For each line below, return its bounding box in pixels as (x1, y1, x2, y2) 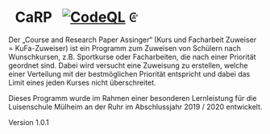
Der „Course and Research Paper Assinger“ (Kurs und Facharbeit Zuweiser (8, 35, 256, 44)
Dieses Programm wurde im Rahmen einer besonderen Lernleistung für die (8, 93, 257, 103)
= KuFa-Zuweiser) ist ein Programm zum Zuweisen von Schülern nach (8, 43, 242, 52)
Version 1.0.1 (8, 117, 50, 127)
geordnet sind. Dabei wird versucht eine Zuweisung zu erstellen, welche (8, 61, 248, 70)
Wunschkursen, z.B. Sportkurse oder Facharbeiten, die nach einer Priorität (8, 52, 256, 61)
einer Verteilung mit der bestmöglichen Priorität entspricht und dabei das (8, 69, 251, 78)
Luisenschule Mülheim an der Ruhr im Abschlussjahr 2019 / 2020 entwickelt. (8, 102, 263, 111)
